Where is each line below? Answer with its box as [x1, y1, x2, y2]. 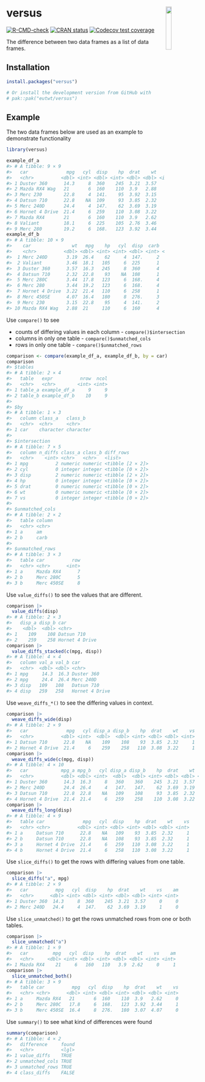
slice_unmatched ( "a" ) [12, 939, 67, 945]
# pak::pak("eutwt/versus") [6, 95, 78, 101]
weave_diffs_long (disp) [12, 807, 72, 813]
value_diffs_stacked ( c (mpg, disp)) [12, 648, 103, 655]
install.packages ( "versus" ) [6, 78, 78, 85]
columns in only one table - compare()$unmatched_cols [15, 335, 151, 342]
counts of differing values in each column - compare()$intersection [15, 328, 185, 335]
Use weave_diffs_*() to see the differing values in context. [6, 699, 154, 706]
